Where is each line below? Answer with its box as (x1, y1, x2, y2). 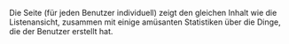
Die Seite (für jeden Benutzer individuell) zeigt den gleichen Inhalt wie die (9, 8, 277, 18)
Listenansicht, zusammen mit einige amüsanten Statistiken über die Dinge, (9, 17, 281, 27)
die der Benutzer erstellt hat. (9, 26, 113, 36)
